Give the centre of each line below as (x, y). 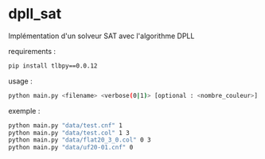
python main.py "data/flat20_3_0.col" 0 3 (80, 140)
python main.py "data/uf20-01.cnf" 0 (71, 148)
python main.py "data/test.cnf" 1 (66, 125)
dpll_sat (35, 14)
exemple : (24, 111)
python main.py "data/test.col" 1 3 (69, 133)
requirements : (32, 51)
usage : (21, 81)
